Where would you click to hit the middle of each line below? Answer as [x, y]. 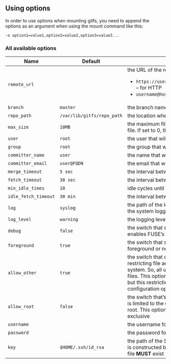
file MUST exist [146, 354]
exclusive [138, 316]
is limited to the [145, 303]
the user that [142, 138]
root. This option [147, 310]
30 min [68, 197]
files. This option [147, 276]
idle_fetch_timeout [31, 197]
